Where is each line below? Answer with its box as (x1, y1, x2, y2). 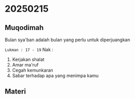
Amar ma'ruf (12, 62, 39, 68)
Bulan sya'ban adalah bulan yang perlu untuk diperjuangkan (5, 37, 130, 43)
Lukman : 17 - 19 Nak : (5, 47, 54, 52)
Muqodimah (5, 23, 44, 32)
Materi (5, 87, 26, 96)
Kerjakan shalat (12, 56, 45, 62)
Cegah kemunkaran (12, 67, 54, 73)
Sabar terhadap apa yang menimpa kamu (12, 73, 99, 79)
